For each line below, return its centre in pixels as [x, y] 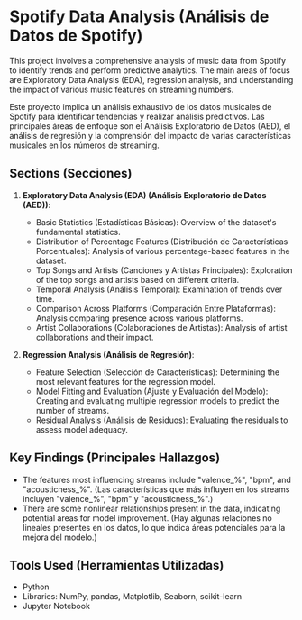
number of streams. [73, 410]
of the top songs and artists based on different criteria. [137, 279]
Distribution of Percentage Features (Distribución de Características [162, 242]
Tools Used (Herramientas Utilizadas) [117, 565]
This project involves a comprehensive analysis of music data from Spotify [148, 60]
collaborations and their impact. [95, 337]
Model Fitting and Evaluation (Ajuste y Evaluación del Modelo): [152, 391]
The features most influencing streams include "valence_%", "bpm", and [156, 479]
